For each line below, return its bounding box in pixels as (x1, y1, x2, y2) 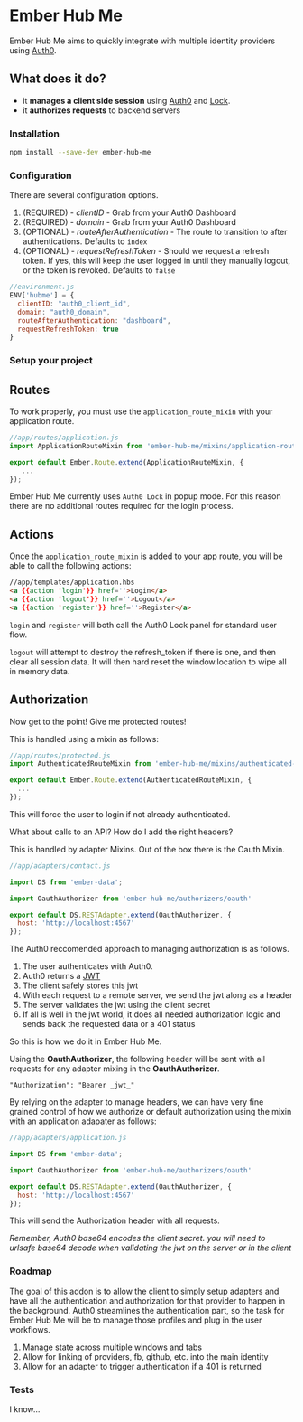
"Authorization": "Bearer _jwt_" (9, 1081, 135, 1090)
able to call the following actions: (9, 560, 133, 571)
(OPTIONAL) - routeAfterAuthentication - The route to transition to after (22, 227, 288, 238)
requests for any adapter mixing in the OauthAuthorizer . (9, 1063, 220, 1074)
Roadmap (9, 1265, 52, 1277)
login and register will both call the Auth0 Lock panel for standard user (9, 619, 278, 630)
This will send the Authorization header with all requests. (9, 1215, 221, 1226)
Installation (9, 127, 60, 140)
